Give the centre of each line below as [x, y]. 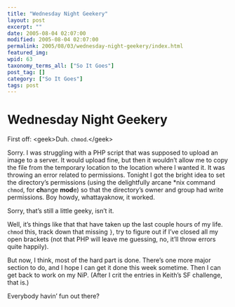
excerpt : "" [25, 27]
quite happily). [28, 247]
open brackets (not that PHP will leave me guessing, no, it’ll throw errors [112, 239]
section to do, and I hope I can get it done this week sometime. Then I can [114, 268]
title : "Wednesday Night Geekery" [58, 14]
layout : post [26, 20]
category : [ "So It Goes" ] [45, 79]
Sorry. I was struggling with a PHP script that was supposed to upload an [113, 153]
